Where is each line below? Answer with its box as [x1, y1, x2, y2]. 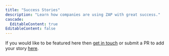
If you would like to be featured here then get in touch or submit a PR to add [5, 40, 164, 46]
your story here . [5, 45, 39, 51]
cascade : [5, 17, 24, 22]
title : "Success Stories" [5, 7, 60, 13]
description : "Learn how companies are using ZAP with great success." [5, 12, 160, 17]
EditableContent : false [5, 26, 56, 31]
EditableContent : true [10, 21, 58, 27]
